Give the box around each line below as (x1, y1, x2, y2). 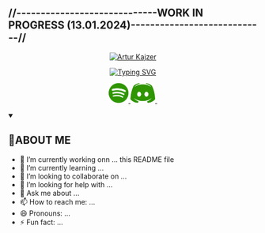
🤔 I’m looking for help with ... (19, 179, 113, 189)
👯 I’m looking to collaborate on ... (19, 171, 127, 181)
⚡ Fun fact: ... (19, 217, 63, 227)
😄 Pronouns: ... (19, 209, 71, 218)
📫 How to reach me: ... (19, 197, 96, 206)
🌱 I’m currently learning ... (19, 163, 104, 172)
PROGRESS (8, 19, 65, 32)
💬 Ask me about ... (19, 188, 80, 197)
